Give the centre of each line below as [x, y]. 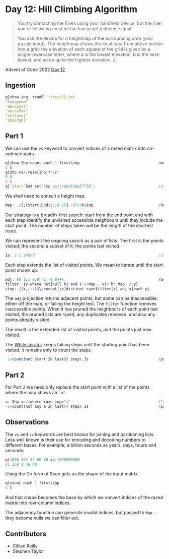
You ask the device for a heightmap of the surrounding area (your [85, 38]
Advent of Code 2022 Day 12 [35, 70]
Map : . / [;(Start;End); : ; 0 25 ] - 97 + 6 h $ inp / [83, 205]
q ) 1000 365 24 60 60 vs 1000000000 [43, 460]
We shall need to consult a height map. [46, 196]
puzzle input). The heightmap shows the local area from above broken [90, 43]
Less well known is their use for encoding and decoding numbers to [75, 440]
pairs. [29, 153]
